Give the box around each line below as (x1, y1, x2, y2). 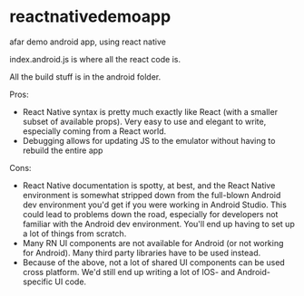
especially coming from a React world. (22, 125, 167, 137)
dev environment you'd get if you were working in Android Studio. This (22, 199, 288, 210)
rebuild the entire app (22, 145, 103, 156)
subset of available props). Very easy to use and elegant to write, (22, 116, 267, 127)
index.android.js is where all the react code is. (9, 53, 181, 64)
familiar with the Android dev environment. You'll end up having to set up (22, 218, 295, 229)
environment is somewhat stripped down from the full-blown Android (22, 189, 281, 200)
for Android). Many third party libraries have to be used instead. (22, 247, 261, 258)
